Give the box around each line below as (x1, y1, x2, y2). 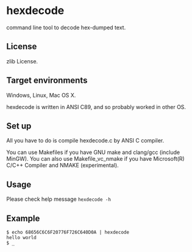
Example (6, 213, 40, 223)
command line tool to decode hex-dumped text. (6, 24, 126, 31)
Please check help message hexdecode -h (6, 195, 112, 203)
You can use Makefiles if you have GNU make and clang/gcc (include (6, 149, 180, 156)
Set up (6, 121, 32, 131)
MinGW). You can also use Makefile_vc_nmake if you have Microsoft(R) (6, 155, 185, 163)
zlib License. (6, 57, 38, 65)
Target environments (6, 75, 88, 86)
